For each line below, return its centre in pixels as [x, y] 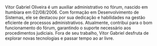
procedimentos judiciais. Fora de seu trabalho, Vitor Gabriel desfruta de [77, 33]
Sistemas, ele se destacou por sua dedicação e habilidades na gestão [75, 17]
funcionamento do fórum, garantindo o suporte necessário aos [68, 28]
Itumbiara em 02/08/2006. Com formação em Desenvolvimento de [72, 12]
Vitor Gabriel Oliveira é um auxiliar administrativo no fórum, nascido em [77, 7]
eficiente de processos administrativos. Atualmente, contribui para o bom [79, 23]
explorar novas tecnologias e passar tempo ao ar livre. [60, 38]
